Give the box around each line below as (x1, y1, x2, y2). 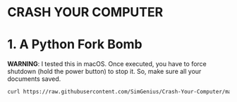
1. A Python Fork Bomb (7, 37, 142, 53)
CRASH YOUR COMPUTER (7, 4, 164, 20)
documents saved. (7, 75, 61, 83)
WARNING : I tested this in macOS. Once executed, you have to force (7, 60, 207, 68)
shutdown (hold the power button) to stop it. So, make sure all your (7, 68, 202, 76)
